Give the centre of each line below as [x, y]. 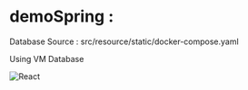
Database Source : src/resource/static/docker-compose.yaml [124, 41]
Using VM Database [47, 58]
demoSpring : [62, 17]
